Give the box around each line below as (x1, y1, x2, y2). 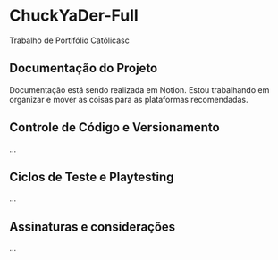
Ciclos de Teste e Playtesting (9, 169, 174, 184)
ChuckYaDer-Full (9, 5, 139, 26)
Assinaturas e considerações (9, 219, 176, 234)
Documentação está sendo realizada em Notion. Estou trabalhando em (9, 84, 270, 95)
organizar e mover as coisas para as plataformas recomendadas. (9, 94, 249, 105)
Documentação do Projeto (9, 61, 158, 76)
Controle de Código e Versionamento (9, 120, 221, 135)
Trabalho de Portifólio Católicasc (9, 35, 130, 46)
